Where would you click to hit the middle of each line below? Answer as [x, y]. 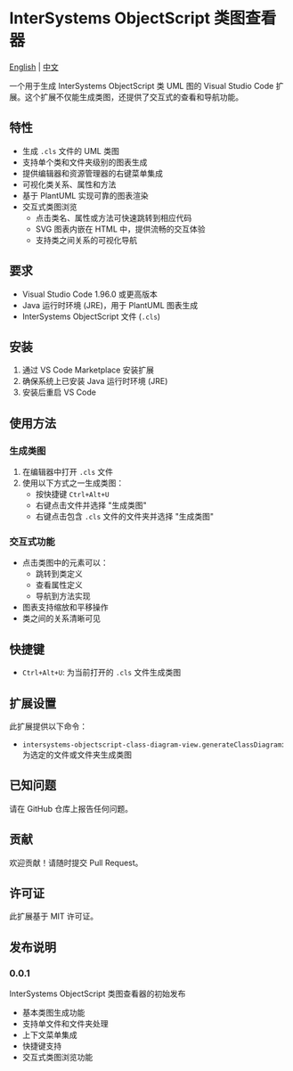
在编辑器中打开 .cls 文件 [68, 472]
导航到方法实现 [63, 596]
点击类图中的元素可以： [65, 563]
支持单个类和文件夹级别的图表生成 [85, 162]
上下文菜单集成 [49, 1035]
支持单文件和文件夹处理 [65, 1024]
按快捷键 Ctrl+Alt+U [72, 495]
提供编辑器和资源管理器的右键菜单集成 [92, 173]
